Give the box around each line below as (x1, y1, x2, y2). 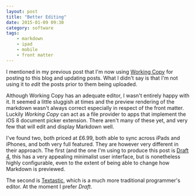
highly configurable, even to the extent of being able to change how (6, 159, 170, 166)
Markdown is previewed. (6, 165, 66, 173)
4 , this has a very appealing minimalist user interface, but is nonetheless (6, 153, 180, 160)
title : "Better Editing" (6, 14, 67, 20)
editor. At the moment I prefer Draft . (6, 183, 93, 190)
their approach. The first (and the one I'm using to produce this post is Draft (6, 147, 189, 154)
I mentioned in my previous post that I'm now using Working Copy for (6, 68, 173, 75)
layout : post (6, 8, 38, 15)
